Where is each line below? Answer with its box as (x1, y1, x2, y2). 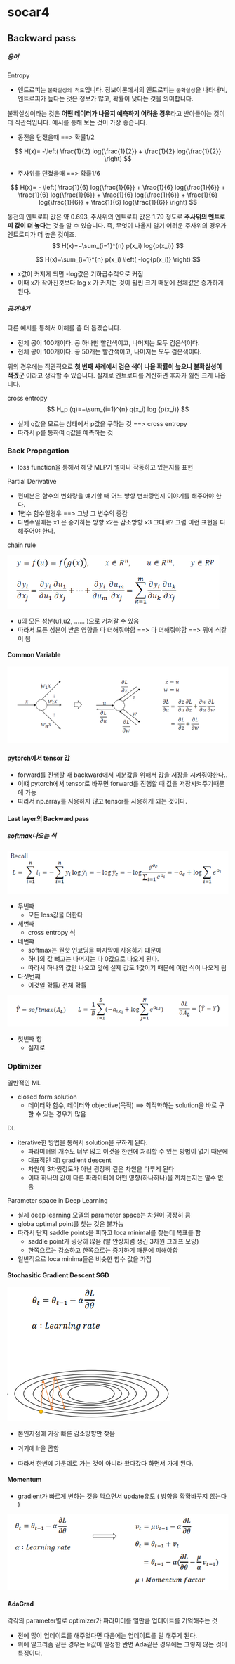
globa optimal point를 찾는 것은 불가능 (17, 1219, 124, 1227)
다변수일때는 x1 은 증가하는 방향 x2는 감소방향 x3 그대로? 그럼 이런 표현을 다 (17, 517, 226, 526)
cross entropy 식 (27, 928, 76, 936)
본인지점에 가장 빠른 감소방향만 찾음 (17, 1428, 116, 1438)
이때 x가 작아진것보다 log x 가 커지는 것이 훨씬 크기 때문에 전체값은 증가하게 (17, 278, 224, 287)
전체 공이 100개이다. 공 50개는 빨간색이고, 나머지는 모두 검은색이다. (17, 347, 202, 356)
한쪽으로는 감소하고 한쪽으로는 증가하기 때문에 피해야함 (27, 1246, 179, 1254)
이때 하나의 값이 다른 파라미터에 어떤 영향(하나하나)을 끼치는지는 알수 (27, 1173, 216, 1182)
